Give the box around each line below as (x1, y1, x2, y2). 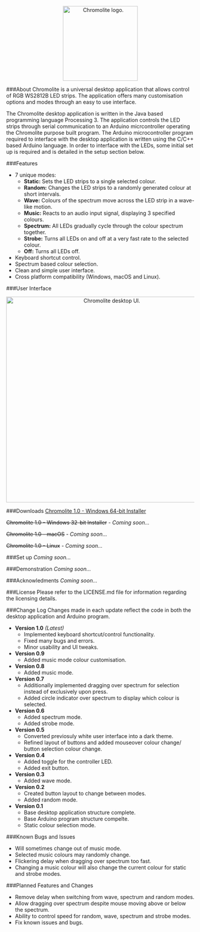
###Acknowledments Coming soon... (6, 577, 98, 584)
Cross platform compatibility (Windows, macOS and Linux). (14, 273, 161, 280)
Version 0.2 (14, 784, 45, 790)
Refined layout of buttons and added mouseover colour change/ (23, 739, 182, 746)
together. (23, 229, 47, 236)
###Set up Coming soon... (6, 554, 71, 561)
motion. (33, 204, 53, 210)
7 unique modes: (14, 171, 57, 178)
